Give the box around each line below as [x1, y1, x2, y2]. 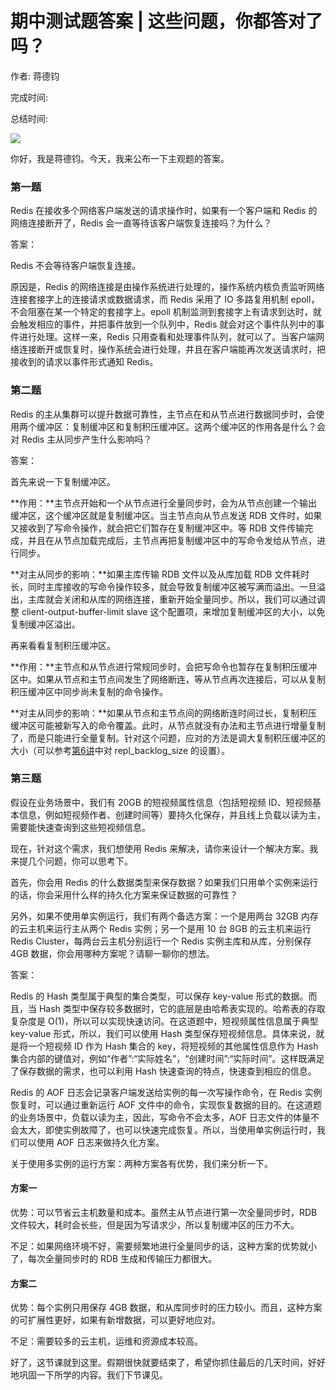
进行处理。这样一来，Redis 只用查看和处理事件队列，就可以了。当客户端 [18, 331, 317, 343]
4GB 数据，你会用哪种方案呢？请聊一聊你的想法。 [10, 947, 215, 959]
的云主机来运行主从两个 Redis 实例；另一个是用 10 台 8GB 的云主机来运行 [10, 922, 312, 934]
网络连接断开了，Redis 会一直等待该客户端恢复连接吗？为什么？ [10, 217, 273, 229]
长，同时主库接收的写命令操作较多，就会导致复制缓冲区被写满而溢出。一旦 [10, 580, 317, 592]
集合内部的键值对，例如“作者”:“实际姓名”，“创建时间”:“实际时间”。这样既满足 [10, 1052, 325, 1064]
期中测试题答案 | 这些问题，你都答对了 [10, 10, 323, 33]
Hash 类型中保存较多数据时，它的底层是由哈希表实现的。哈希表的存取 [38, 1002, 326, 1014]
